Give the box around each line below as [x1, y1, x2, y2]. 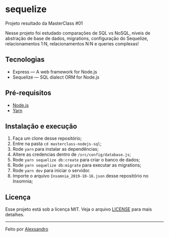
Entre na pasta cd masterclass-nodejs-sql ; [12, 141, 102, 147]
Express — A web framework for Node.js [12, 69, 97, 75]
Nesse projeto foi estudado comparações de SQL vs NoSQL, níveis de [5, 30, 151, 36]
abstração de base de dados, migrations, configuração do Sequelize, [5, 35, 148, 41]
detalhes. [5, 212, 25, 218]
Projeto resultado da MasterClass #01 [5, 20, 83, 26]
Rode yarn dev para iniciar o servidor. [12, 167, 91, 173]
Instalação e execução [5, 122, 77, 131]
